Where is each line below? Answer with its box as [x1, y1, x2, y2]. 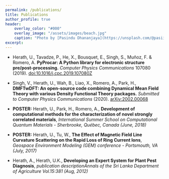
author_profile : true [5, 17, 51, 22]
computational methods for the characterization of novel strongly [12, 111, 153, 117]
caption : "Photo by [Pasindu [14, 36, 75, 41]
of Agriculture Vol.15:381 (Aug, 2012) [12, 168, 89, 174]
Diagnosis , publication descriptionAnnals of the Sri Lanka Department [12, 162, 159, 169]
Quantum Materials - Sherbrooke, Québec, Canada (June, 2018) [12, 122, 147, 128]
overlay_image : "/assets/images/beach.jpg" [14, 31, 107, 36]
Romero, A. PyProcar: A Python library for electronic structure [12, 59, 145, 66]
